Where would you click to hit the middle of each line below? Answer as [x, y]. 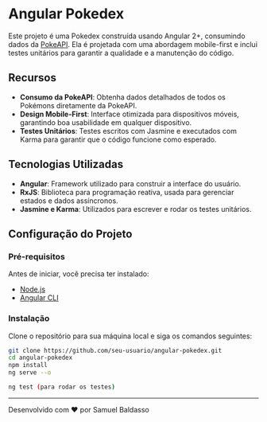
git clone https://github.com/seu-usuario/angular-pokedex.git [115, 350]
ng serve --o [30, 373]
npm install [28, 365]
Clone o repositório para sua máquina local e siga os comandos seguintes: [130, 336]
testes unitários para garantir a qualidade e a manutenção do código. [121, 53]
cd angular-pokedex [41, 358]
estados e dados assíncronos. [69, 201]
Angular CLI [39, 298]
